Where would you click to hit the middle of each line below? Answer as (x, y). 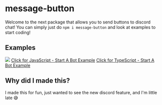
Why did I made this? (38, 81)
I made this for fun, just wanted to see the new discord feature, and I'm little (81, 92)
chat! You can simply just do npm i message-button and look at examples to (81, 27)
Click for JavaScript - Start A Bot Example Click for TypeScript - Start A (83, 60)
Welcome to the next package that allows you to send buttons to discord (78, 22)
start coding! (18, 32)
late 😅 (12, 98)
